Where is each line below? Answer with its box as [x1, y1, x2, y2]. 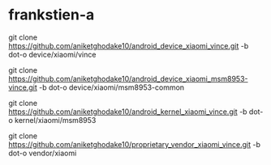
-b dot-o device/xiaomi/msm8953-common [39, 82, 185, 92]
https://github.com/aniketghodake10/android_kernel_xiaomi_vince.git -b [8, 107, 247, 116]
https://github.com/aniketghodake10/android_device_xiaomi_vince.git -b [8, 40, 249, 50]
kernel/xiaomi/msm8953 [15, 115, 97, 125]
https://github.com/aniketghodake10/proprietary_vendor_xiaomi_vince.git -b [8, 139, 261, 149]
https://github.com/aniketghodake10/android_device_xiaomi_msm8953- [8, 74, 248, 83]
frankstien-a [8, 6, 95, 24]
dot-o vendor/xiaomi [8, 148, 77, 158]
